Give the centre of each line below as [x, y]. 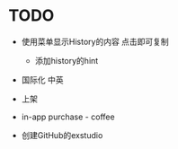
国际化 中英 [42, 79]
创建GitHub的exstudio [62, 135]
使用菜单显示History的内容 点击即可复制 [95, 41]
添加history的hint [67, 60]
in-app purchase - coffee [68, 117]
